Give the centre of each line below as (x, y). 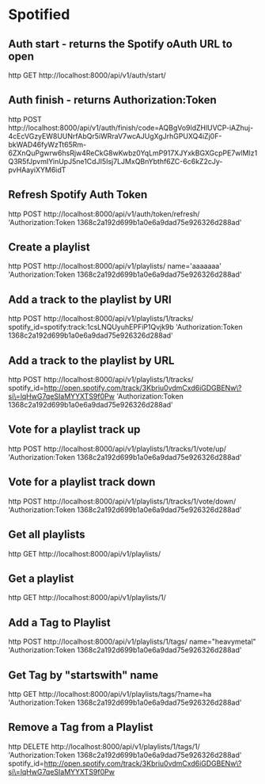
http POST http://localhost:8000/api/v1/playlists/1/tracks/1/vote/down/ (122, 501)
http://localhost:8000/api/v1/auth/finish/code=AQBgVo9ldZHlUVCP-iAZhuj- (131, 128)
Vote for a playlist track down (82, 482)
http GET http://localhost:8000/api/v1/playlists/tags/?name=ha (110, 694)
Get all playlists (47, 535)
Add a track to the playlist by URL (91, 360)
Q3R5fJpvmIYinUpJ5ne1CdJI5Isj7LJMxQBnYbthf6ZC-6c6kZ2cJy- (115, 161)
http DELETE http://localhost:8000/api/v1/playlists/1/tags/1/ (104, 746)
